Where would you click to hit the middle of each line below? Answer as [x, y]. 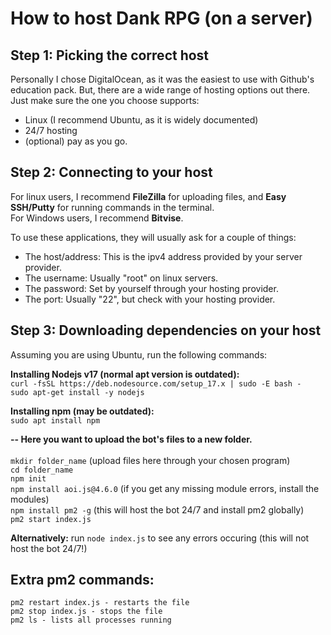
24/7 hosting [51, 130]
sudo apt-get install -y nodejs [77, 392]
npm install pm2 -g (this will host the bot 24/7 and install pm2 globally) [157, 509]
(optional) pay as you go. [76, 141]
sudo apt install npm [55, 420]
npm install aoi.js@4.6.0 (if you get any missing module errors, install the [165, 488]
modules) [30, 499]
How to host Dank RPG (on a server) [161, 18]
